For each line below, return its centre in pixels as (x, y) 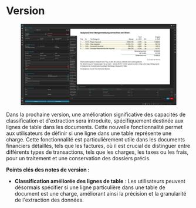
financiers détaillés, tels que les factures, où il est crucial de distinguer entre (98, 146)
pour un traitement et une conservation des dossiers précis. (78, 158)
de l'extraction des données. (49, 200)
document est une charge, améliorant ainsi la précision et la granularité (100, 193)
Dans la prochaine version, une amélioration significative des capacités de (96, 114)
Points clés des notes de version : (48, 170)
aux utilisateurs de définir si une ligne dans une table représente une (89, 133)
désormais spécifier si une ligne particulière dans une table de (90, 187)
